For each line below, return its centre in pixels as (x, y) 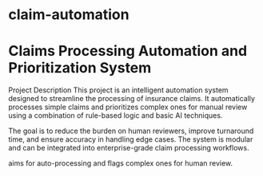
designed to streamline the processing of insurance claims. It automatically (132, 99)
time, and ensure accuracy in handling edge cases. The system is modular (131, 139)
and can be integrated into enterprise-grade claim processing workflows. (129, 148)
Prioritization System (80, 68)
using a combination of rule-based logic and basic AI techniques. (116, 115)
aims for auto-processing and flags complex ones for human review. (121, 163)
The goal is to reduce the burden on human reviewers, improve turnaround (131, 131)
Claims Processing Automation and (128, 51)
